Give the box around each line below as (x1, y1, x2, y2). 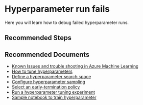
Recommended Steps (4, 34, 71, 42)
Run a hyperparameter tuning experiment (11, 89, 95, 95)
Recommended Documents (4, 50, 90, 59)
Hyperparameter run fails (4, 3, 110, 15)
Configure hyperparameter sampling (11, 79, 86, 85)
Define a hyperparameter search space (11, 74, 91, 80)
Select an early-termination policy (11, 84, 80, 90)
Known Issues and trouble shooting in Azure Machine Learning (11, 63, 139, 69)
